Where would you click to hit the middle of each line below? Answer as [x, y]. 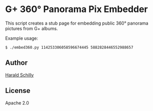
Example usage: [22, 38]
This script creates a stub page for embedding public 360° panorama [77, 23]
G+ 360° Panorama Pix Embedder [76, 9]
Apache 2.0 [17, 103]
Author [16, 63]
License [18, 91]
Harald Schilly [20, 75]
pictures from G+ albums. [32, 28]
